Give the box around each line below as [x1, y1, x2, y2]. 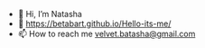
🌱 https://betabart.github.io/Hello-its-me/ [17, 18, 172, 29]
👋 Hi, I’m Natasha [17, 9, 83, 19]
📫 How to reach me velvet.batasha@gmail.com [17, 28, 196, 39]
